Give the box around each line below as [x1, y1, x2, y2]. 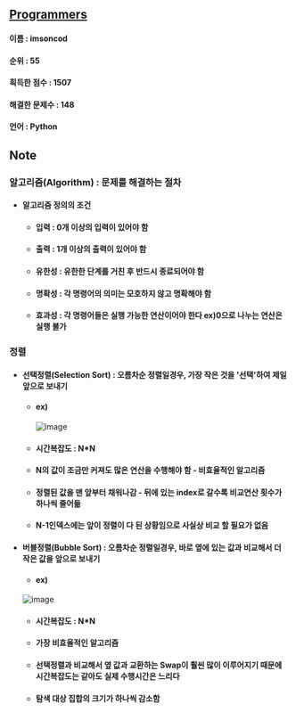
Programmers [9, 7, 87, 22]
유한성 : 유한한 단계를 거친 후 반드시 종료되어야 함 [35, 266, 205, 277]
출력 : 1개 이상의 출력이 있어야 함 [35, 244, 147, 255]
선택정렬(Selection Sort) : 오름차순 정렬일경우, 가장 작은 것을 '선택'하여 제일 [21, 369, 287, 380]
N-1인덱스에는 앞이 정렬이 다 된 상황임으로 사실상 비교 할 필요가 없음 [35, 520, 269, 531]
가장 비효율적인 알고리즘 [35, 637, 119, 649]
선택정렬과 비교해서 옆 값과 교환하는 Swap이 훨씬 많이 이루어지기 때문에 [35, 659, 283, 670]
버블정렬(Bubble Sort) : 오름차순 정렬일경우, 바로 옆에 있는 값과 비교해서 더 [21, 542, 282, 552]
